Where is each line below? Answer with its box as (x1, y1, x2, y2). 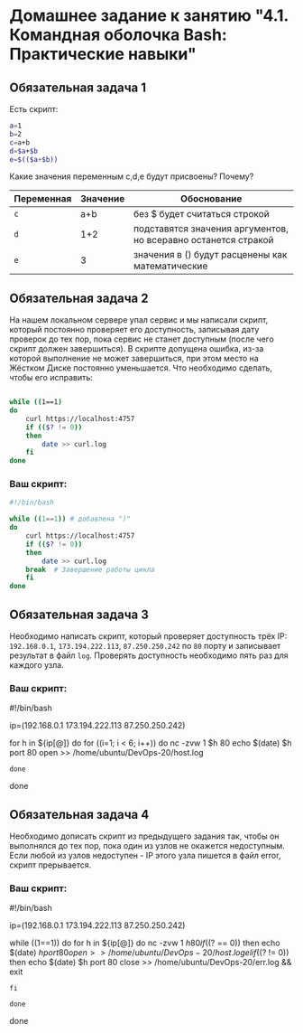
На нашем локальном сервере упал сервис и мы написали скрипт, (9, 315, 269, 325)
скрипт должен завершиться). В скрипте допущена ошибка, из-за (9, 343, 264, 354)
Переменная (14, 193, 72, 205)
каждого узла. (9, 660, 65, 671)
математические (133, 259, 208, 272)
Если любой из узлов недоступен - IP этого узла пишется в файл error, (9, 850, 281, 861)
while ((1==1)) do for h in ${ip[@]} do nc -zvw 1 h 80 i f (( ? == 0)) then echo (9, 937, 280, 949)
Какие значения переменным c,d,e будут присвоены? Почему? (9, 171, 254, 182)
